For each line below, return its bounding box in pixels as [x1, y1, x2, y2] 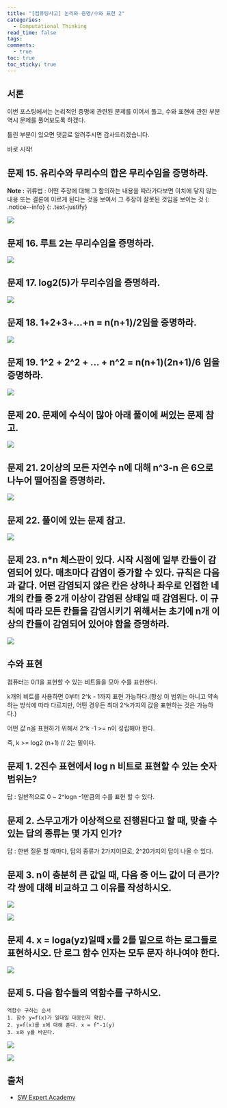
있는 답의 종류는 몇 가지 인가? [7, 827, 122, 839]
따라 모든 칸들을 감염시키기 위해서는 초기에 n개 [25, 606, 210, 617]
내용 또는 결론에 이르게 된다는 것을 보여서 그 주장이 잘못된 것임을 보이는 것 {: [7, 195, 210, 204]
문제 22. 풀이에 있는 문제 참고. [7, 515, 126, 526]
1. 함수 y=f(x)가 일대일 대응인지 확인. [7, 1014, 107, 1021]
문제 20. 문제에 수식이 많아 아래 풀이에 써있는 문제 [7, 409, 204, 421]
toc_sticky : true [7, 61, 57, 68]
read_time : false [7, 29, 57, 36]
